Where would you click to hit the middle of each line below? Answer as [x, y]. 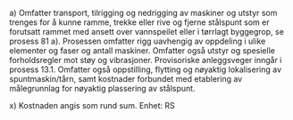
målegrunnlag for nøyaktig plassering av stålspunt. [102, 88]
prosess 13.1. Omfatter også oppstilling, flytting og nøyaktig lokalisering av [146, 69]
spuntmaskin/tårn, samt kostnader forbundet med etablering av [126, 79]
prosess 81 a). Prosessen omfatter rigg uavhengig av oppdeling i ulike [138, 41]
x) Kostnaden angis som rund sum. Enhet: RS [92, 105]
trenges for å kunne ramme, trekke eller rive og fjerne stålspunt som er [139, 22]
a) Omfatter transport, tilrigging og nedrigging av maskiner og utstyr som [143, 13]
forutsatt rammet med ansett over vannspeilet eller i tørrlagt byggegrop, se [146, 32]
